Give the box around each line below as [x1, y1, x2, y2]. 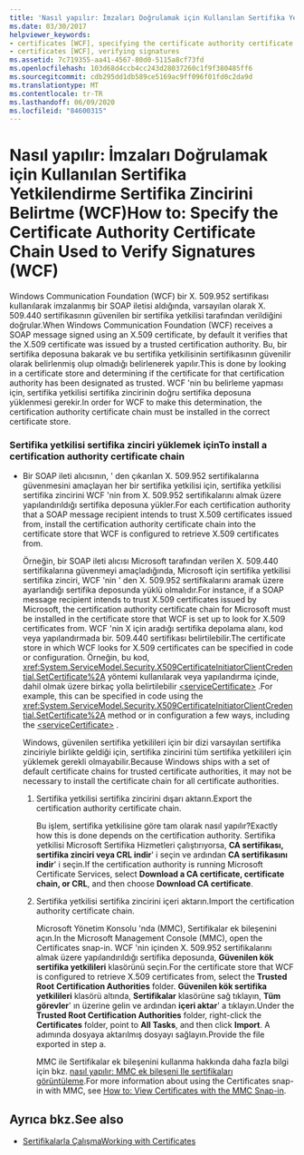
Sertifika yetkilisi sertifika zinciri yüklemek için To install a [9, 439, 268, 452]
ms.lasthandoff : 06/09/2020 [9, 97, 116, 107]
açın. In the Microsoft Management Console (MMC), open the [35, 933, 263, 944]
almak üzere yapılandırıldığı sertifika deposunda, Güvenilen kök [35, 952, 274, 963]
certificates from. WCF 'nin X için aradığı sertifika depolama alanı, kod [22, 623, 283, 634]
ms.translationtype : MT [9, 81, 100, 90]
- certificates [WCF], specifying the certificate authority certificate [9, 38, 294, 48]
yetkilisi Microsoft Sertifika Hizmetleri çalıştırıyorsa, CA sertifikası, [35, 840, 284, 851]
